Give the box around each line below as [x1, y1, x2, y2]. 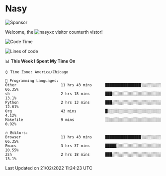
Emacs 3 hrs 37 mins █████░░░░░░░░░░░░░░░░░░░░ [5, 143, 162, 148]
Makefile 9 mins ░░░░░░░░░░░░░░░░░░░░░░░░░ [5, 117, 162, 122]
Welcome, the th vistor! [5, 29, 103, 35]
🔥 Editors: [5, 130, 28, 135]
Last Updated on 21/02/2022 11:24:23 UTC [5, 165, 93, 171]
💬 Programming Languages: [5, 78, 59, 83]
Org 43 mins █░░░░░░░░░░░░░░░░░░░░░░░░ [5, 109, 162, 114]
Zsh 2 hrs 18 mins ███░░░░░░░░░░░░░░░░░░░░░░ [5, 152, 162, 157]
